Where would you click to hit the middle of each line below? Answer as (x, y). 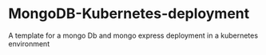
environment (29, 43)
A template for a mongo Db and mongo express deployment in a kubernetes (133, 35)
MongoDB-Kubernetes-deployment (129, 14)
